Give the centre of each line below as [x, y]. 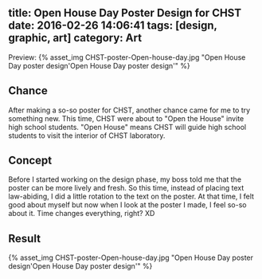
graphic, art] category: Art [75, 38]
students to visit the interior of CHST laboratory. [87, 136]
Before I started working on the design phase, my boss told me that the [125, 179]
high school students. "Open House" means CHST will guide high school [127, 127]
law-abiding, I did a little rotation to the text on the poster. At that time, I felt [131, 196]
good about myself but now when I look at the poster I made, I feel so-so [127, 205]
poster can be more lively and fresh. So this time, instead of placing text [126, 188]
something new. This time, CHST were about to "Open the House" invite [126, 118]
